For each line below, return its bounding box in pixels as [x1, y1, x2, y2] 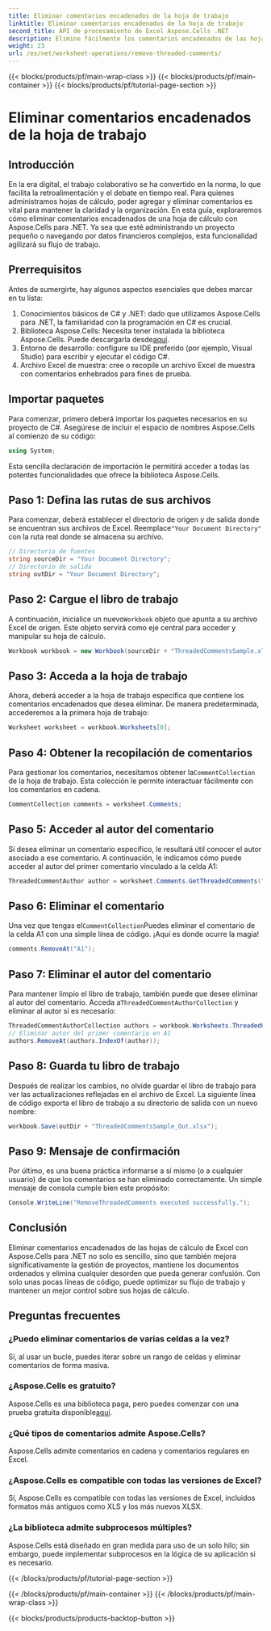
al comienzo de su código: [8, 430, 97, 441]
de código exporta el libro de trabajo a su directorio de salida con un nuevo [8, 1098, 258, 1108]
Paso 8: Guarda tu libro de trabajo [8, 1059, 180, 1073]
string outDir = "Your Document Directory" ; [8, 570, 161, 578]
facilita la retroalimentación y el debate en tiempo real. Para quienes [8, 188, 235, 197]
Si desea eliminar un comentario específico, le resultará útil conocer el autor [8, 844, 262, 854]
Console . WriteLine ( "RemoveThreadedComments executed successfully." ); [8, 1199, 251, 1207]
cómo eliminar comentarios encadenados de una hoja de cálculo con [8, 214, 238, 223]
